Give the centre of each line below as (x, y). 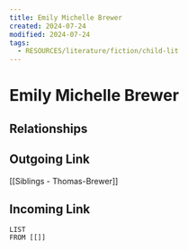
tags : (19, 43)
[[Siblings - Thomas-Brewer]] (64, 181)
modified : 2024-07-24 (50, 34)
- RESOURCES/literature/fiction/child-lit (98, 51)
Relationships (49, 128)
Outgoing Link (49, 160)
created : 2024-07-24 (48, 26)
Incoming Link (50, 209)
